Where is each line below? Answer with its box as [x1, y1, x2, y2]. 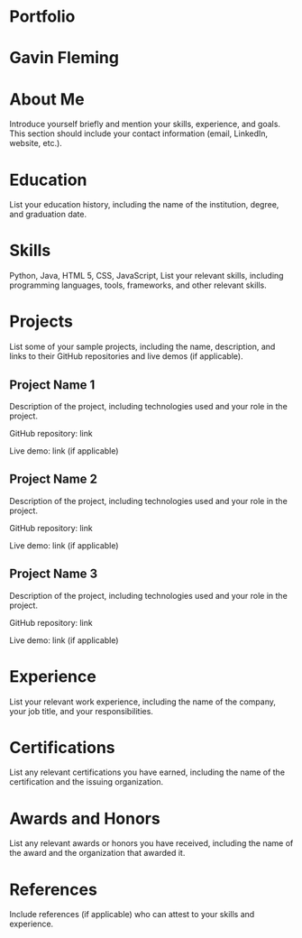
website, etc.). [9, 138, 63, 149]
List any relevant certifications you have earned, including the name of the [9, 767, 286, 777]
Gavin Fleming [9, 48, 120, 69]
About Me [9, 88, 85, 109]
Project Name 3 [9, 566, 98, 582]
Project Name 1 [9, 377, 96, 392]
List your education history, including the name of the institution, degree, [9, 199, 279, 210]
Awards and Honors [9, 808, 160, 829]
